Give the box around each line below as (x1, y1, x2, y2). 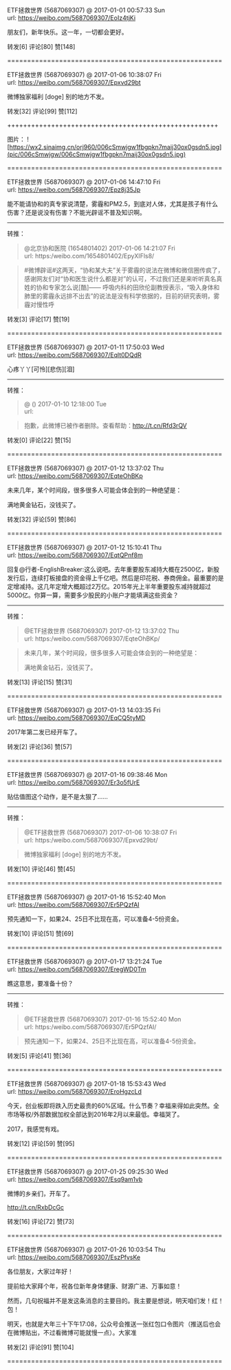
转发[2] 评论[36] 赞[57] (7, 743, 72, 751)
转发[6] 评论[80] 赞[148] (7, 43, 76, 50)
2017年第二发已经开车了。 (7, 728, 81, 736)
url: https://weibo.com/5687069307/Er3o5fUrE (7, 778, 140, 787)
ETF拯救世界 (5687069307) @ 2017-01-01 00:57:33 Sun (7, 6, 166, 14)
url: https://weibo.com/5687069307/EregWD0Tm (7, 965, 146, 973)
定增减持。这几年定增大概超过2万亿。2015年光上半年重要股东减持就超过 (7, 583, 211, 590)
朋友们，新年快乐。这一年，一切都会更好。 (7, 28, 128, 36)
